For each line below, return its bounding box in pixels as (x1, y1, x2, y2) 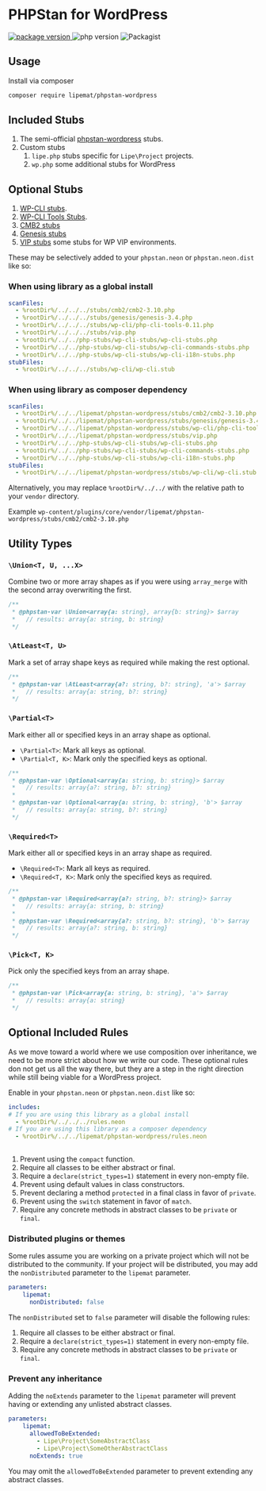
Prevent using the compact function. (19, 1154, 135, 1164)
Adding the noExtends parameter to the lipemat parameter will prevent (8, 1391, 236, 1400)
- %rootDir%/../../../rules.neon (15, 1118, 126, 1126)
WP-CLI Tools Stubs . (19, 212, 88, 222)
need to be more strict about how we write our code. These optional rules (8, 1055, 249, 1065)
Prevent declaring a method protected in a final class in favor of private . (19, 1189, 256, 1198)
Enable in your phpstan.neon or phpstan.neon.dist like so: (8, 1088, 196, 1097)
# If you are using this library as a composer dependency (8, 1125, 207, 1133)
